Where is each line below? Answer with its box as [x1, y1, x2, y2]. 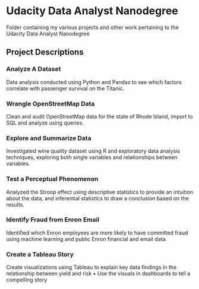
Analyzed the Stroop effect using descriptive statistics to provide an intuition [6, 188, 194, 195]
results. [6, 201, 25, 208]
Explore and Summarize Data [6, 134, 91, 142]
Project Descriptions [6, 47, 84, 57]
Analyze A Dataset [6, 65, 61, 73]
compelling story [6, 277, 48, 284]
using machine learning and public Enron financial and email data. [6, 235, 168, 242]
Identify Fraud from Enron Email [6, 216, 100, 224]
